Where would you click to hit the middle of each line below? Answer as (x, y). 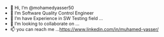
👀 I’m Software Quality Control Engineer (52, 13)
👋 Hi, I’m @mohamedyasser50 (42, 8)
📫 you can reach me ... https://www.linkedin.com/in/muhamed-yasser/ (84, 29)
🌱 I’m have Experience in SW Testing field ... (56, 18)
